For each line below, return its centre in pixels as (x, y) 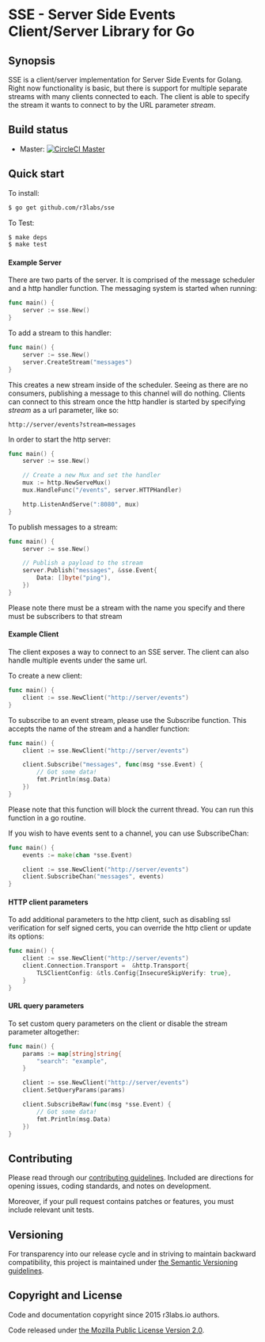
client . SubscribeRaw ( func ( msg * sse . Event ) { (97, 1105)
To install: (24, 193)
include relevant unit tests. (51, 1210)
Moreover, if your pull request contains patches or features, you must (121, 1202)
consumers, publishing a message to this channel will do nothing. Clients (127, 393)
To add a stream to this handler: (60, 333)
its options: (26, 936)
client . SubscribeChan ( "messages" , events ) (93, 877)
